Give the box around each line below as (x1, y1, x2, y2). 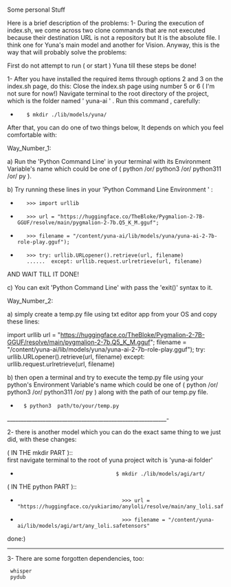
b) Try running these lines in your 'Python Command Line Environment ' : (7, 185, 213, 193)
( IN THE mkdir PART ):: (7, 448, 74, 456)
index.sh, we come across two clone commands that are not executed (7, 26, 206, 34)
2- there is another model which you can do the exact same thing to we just (7, 427, 221, 436)
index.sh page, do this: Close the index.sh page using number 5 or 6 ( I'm (7, 82, 215, 90)
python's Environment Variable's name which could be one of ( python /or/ (7, 381, 219, 389)
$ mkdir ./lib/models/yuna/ (26, 111, 107, 118)
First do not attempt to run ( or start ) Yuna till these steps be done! (7, 61, 197, 70)
